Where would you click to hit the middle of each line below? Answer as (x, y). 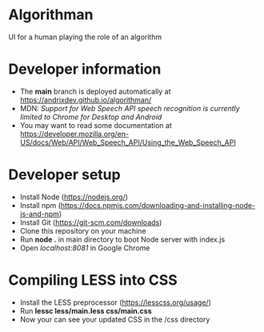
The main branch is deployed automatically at (95, 91)
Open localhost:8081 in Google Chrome (85, 248)
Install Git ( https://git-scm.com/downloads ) (91, 222)
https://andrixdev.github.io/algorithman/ (86, 100)
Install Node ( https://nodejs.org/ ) (74, 197)
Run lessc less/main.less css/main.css (86, 310)
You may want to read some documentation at (96, 125)
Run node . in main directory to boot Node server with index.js (122, 239)
